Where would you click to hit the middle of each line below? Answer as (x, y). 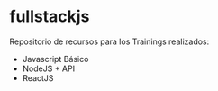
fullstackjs (50, 17)
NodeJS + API (48, 68)
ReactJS (38, 77)
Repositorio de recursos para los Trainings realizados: (109, 41)
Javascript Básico (55, 59)
